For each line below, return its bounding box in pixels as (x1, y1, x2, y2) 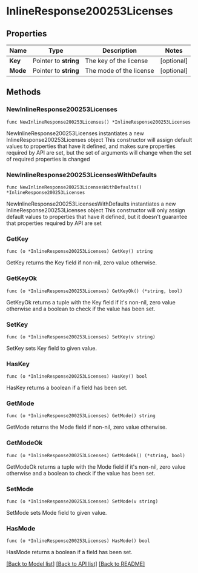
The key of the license (85, 56, 148, 65)
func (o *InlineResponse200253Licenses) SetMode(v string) (6, 498, 159, 504)
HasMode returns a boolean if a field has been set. (6, 549, 133, 556)
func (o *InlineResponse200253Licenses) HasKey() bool (6, 374, 148, 380)
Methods (6, 87, 41, 98)
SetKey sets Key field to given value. (6, 344, 97, 352)
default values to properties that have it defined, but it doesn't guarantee (6, 213, 188, 220)
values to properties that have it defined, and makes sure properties (6, 142, 176, 150)
